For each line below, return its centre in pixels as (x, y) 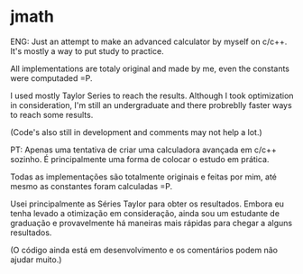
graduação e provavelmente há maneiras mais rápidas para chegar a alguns (151, 223)
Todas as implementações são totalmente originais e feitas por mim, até (144, 177)
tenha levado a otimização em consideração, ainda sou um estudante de (145, 213)
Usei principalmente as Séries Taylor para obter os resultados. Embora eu (147, 204)
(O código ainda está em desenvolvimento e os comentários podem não (144, 250)
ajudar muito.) (36, 260)
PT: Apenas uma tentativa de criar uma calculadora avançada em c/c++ (144, 150)
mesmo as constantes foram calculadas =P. (92, 186)
